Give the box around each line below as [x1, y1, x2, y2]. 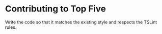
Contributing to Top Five [5, 3, 107, 14]
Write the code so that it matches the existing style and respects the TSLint [5, 19, 157, 25]
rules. [5, 24, 17, 30]
